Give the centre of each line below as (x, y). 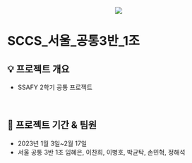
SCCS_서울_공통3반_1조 (73, 41)
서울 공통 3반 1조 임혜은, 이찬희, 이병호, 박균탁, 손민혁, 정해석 (101, 152)
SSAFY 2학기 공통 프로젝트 (55, 87)
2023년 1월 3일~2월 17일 (52, 143)
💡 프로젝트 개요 (38, 69)
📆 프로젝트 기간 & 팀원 (52, 125)
